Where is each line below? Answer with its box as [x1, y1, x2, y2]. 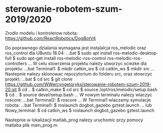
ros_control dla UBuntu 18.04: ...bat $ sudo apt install [5, 50, 112, 56]
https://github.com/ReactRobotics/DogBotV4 [5, 35, 96, 41]
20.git [5, 86, 17, 92]
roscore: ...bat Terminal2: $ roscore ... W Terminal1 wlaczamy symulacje [5, 97, 151, 103]
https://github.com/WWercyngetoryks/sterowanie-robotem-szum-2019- [5, 81, 152, 87]
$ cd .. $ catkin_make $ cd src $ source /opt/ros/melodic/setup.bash [18, 86, 158, 92]
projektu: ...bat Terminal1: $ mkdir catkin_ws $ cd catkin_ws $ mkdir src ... [5, 65, 155, 72]
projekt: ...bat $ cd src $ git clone [5, 76, 73, 82]
